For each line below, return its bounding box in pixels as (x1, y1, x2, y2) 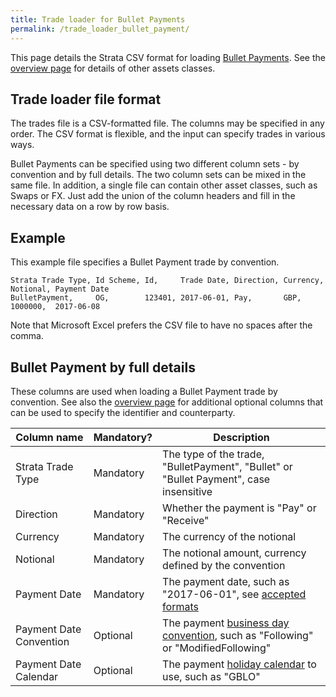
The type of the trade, (162, 447, 265, 461)
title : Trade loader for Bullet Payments (10, 14, 186, 25)
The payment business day (162, 616, 290, 630)
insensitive (162, 484, 213, 498)
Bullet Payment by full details (10, 359, 196, 376)
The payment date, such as (162, 574, 290, 588)
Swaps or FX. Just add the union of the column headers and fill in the (10, 190, 296, 202)
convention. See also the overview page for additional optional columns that (10, 396, 324, 408)
